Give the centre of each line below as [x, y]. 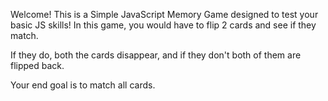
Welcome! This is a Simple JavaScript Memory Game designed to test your [164, 14]
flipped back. [37, 65]
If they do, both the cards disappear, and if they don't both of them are [156, 55]
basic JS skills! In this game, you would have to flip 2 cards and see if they [163, 25]
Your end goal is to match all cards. [83, 85]
